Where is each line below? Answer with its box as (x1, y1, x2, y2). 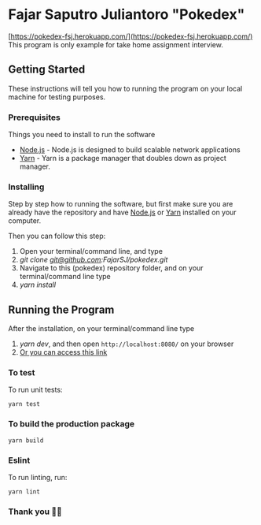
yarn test (8, 400, 41, 408)
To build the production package (8, 419, 135, 430)
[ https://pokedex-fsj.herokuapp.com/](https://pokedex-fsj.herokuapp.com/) (8, 32, 253, 41)
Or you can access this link (19, 348, 108, 357)
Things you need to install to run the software (8, 130, 156, 140)
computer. (8, 216, 42, 225)
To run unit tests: (8, 385, 63, 395)
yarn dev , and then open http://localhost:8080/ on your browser (19, 339, 234, 348)
